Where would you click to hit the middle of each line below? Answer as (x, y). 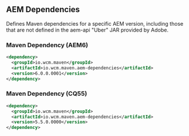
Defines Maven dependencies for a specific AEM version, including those (95, 23)
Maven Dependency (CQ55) (47, 94)
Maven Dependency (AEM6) (47, 45)
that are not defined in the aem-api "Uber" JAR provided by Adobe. (87, 30)
